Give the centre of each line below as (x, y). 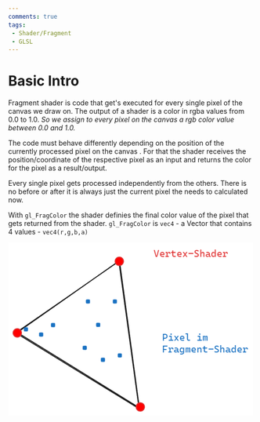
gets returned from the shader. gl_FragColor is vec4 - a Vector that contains (130, 224)
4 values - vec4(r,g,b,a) (48, 232)
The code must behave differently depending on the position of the (116, 143)
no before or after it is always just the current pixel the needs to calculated (128, 191)
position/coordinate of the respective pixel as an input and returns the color (130, 160)
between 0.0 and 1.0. (42, 128)
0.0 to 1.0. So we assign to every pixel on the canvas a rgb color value (121, 120)
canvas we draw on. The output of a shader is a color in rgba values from (126, 111)
